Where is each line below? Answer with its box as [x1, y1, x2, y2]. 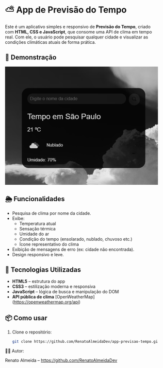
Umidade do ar [19, 231, 49, 237]
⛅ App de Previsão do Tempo [5, 4, 127, 16]
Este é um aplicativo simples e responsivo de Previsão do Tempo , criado [5, 23, 151, 30]
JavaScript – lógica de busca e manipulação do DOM [12, 289, 119, 295]
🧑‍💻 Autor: [5, 348, 24, 354]
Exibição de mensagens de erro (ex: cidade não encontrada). [12, 246, 134, 252]
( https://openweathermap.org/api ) [12, 299, 81, 305]
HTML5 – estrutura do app [12, 279, 65, 284]
